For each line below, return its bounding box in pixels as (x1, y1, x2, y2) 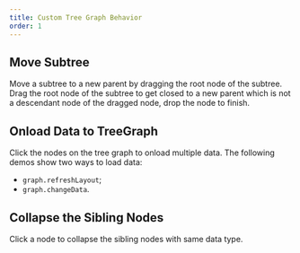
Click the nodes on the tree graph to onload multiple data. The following (9, 147, 276, 158)
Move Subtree (9, 55, 90, 70)
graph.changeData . (22, 184, 90, 195)
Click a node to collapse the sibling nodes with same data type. (9, 233, 243, 244)
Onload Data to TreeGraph (9, 123, 159, 139)
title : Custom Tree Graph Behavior (9, 13, 143, 22)
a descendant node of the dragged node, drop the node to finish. (9, 98, 250, 109)
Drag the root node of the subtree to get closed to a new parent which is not (9, 88, 291, 99)
